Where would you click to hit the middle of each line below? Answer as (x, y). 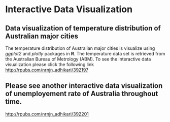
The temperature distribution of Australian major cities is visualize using (80, 48)
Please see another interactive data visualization (84, 86)
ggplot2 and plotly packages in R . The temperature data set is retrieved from (85, 54)
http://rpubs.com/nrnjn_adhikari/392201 (47, 114)
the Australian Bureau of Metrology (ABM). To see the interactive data (78, 59)
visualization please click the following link (50, 64)
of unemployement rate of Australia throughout (82, 94)
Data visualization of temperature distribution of (83, 28)
